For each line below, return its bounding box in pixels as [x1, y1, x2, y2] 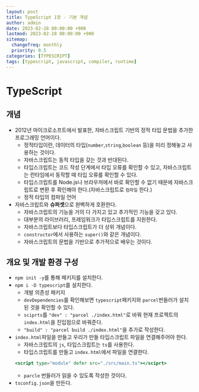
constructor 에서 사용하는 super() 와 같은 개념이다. [23, 231, 141, 238]
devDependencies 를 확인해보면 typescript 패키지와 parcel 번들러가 [23, 296, 178, 304]
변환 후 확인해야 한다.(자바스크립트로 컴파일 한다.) [39, 186, 153, 193]
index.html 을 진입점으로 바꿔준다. [23, 319, 103, 326]
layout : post [6, 8, 39, 15]
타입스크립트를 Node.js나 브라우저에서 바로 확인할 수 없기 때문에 [23, 178, 173, 185]
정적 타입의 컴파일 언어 [23, 193, 77, 200]
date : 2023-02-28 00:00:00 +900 [6, 25, 86, 32]
